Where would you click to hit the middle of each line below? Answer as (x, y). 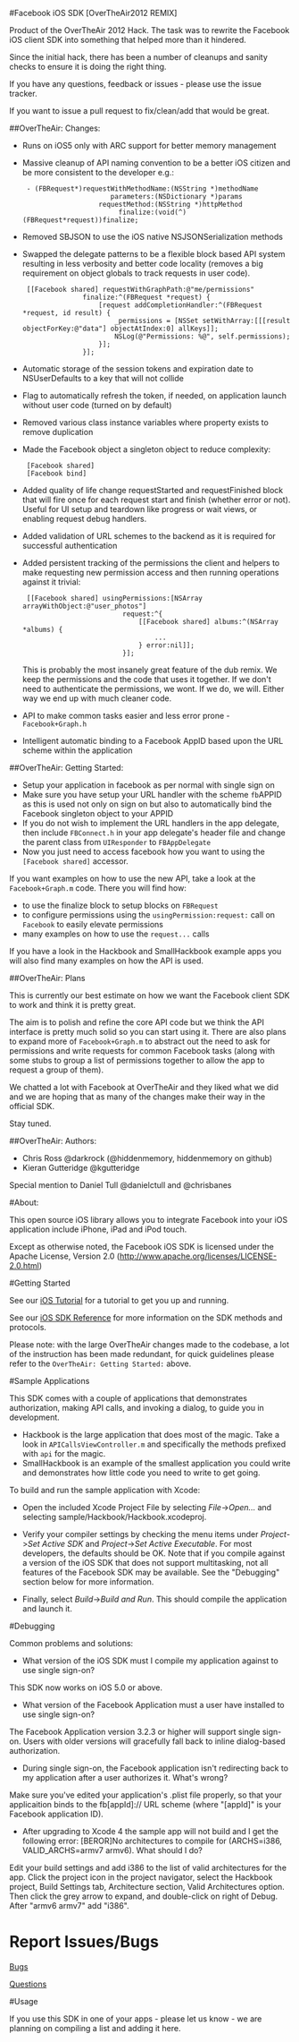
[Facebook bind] (57, 474)
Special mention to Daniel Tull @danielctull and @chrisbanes (120, 1185)
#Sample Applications (50, 1381)
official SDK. (32, 1106)
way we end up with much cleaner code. (97, 698)
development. (34, 1417)
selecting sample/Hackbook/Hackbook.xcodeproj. (114, 1517)
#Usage (24, 2001)
